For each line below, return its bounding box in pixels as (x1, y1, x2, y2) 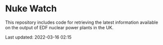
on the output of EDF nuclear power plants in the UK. (5, 24, 114, 30)
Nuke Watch (5, 3, 57, 14)
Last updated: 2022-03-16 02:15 (5, 34, 72, 40)
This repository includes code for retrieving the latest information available (5, 19, 159, 25)
